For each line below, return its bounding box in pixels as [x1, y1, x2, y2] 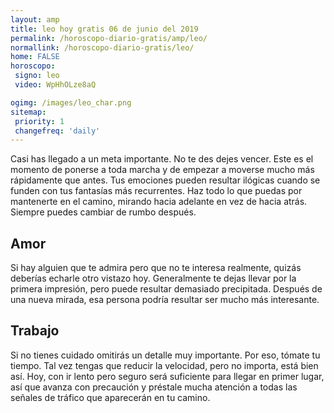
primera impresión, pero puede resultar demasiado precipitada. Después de [10, 283, 323, 295]
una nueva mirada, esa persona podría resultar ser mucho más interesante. [10, 294, 320, 306]
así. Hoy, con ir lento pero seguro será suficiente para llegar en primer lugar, [10, 370, 325, 382]
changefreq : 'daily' [14, 126, 101, 136]
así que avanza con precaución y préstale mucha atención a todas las [10, 381, 298, 393]
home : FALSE [10, 52, 60, 62]
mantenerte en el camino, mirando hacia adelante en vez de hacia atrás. [10, 196, 308, 208]
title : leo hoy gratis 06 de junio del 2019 [10, 24, 199, 34]
